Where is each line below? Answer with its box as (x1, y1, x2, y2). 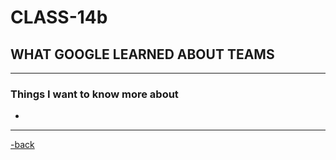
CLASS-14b (10, 6, 108, 29)
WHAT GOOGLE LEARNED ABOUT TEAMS (10, 46, 275, 63)
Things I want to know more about (10, 87, 179, 101)
